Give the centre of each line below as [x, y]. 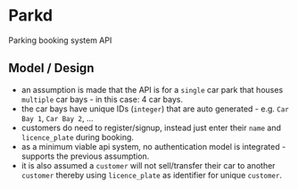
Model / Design [51, 68]
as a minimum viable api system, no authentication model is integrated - [153, 146]
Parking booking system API [60, 40]
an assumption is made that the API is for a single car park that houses [152, 89]
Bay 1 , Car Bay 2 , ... [58, 118]
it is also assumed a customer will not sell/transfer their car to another [148, 165]
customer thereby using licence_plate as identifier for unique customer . [152, 175]
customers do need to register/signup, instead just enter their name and [151, 127]
